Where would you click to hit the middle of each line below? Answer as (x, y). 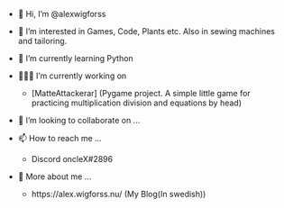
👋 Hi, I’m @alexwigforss (62, 14)
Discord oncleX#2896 (72, 159)
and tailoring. (42, 41)
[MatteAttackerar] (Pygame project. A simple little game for (141, 93)
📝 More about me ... (55, 176)
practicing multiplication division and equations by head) (136, 103)
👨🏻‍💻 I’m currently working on (72, 76)
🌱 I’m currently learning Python (75, 58)
